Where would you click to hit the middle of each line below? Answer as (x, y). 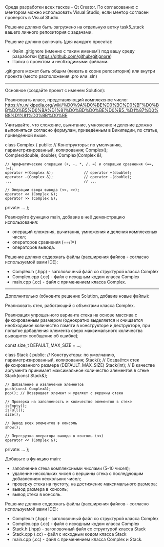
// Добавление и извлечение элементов (44, 384)
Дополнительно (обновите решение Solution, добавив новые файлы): (77, 296)
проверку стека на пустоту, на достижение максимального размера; (84, 484)
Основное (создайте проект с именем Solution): (55, 90)
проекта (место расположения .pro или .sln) (51, 76)
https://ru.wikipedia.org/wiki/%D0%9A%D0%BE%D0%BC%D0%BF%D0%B (82, 105)
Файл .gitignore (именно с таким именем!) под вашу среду (73, 51)
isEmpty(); (16, 406)
